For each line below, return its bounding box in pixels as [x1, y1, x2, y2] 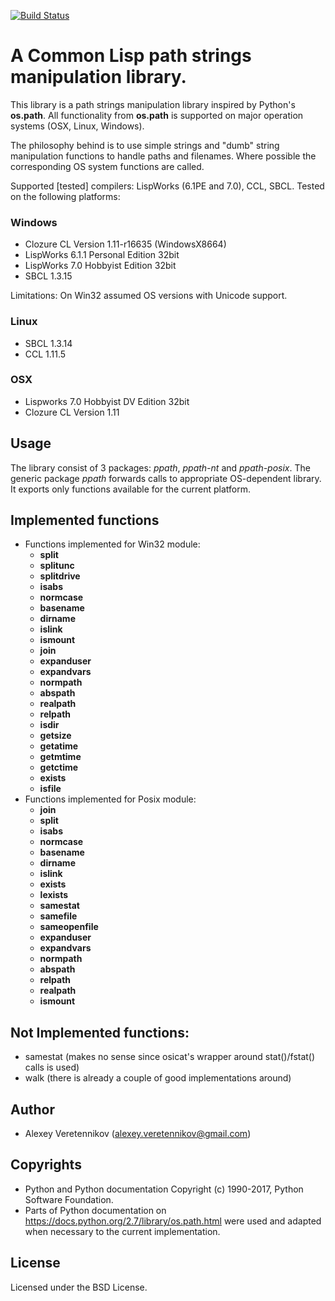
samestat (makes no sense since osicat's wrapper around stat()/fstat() [24, 1051, 316, 1063]
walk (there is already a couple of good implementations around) [24, 1072, 292, 1084]
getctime [39, 761, 79, 774]
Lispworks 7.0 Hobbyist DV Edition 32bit [24, 395, 190, 407]
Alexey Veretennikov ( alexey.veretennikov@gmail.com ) [24, 1128, 252, 1140]
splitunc [39, 560, 75, 572]
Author [10, 1101, 55, 1118]
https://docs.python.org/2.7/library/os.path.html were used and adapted [24, 1215, 322, 1227]
